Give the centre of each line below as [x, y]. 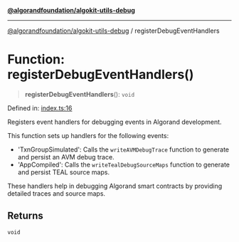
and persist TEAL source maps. [64, 172]
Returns [26, 216]
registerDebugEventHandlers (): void [80, 94]
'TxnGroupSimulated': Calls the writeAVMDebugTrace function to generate [123, 149]
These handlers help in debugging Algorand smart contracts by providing [115, 186]
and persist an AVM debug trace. [66, 157]
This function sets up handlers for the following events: [88, 135]
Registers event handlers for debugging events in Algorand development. [115, 122]
